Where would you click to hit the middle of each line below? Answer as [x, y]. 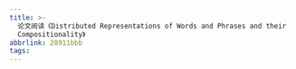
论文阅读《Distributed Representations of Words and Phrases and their [152, 26]
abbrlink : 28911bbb [46, 43]
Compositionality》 [52, 34]
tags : [19, 51]
